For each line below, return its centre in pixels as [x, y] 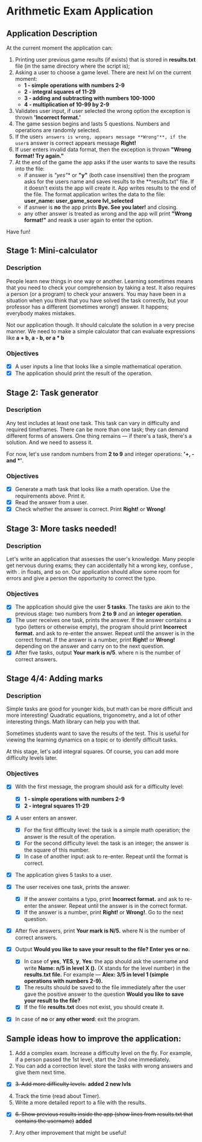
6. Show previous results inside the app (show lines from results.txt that [104, 1114]
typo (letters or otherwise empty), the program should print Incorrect [101, 627]
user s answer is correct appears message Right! [76, 143]
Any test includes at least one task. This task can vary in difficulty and [93, 423]
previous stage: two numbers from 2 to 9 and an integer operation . [99, 614]
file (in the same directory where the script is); [72, 66]
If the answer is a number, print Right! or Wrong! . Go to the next [104, 913]
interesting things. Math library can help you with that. [73, 722]
